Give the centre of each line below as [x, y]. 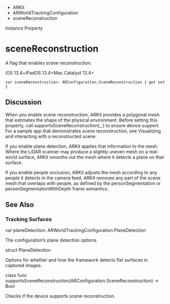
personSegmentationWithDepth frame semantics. [57, 189]
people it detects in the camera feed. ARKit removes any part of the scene [83, 178]
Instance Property [24, 28]
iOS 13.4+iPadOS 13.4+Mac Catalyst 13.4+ [50, 73]
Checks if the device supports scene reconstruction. [60, 296]
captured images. [24, 266]
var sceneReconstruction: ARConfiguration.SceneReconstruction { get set [85, 82]
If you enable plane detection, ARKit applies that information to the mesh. [82, 146]
